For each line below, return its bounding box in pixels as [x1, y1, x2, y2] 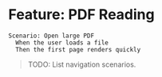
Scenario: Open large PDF [8, 32, 94, 40]
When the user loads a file [15, 38, 109, 47]
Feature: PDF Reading [8, 6, 155, 24]
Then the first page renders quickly [15, 45, 141, 53]
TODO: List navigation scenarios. [27, 60, 136, 69]
